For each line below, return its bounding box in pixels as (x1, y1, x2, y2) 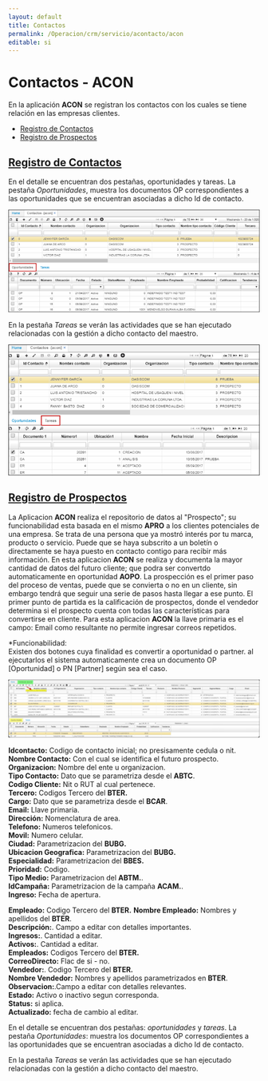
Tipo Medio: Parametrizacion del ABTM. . (8, 873, 144, 883)
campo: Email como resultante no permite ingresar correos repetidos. (8, 622, 237, 632)
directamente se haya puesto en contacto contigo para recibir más (8, 546, 227, 555)
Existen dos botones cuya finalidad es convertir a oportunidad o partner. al (8, 646, 254, 656)
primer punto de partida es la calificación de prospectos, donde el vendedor (8, 597, 259, 606)
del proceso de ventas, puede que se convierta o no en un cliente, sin (8, 580, 238, 590)
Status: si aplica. (8, 999, 64, 1008)
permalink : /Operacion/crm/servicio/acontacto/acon (8, 30, 183, 38)
